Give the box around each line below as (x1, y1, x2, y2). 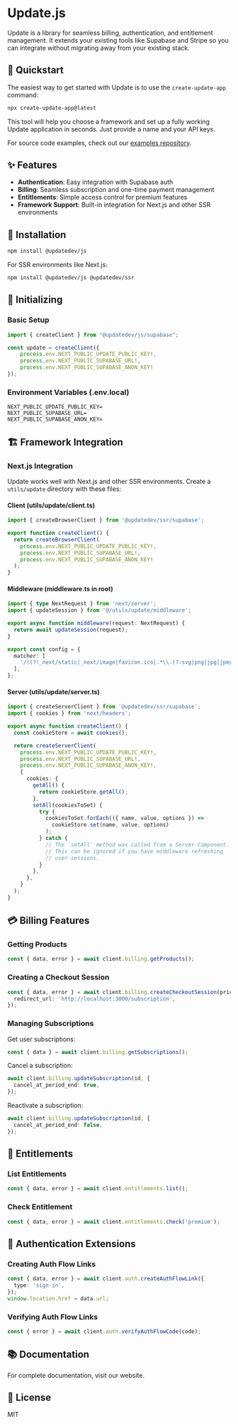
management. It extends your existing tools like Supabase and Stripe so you (7, 36, 229, 44)
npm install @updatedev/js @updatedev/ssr (7, 274, 135, 281)
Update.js (7, 5, 66, 21)
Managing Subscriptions (7, 1018, 94, 1028)
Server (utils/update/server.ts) (7, 687, 101, 696)
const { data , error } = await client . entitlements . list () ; (7, 1185, 189, 1192)
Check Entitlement (7, 1202, 73, 1212)
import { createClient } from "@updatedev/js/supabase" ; (7, 331, 179, 338)
